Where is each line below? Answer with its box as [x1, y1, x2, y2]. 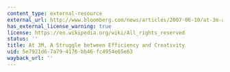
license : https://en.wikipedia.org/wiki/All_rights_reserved [7, 29, 186, 36]
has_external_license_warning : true [7, 23, 112, 29]
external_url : [7, 16, 48, 23]
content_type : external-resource [7, 10, 103, 17]
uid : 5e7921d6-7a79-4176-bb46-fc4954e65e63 [7, 49, 133, 56]
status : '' [7, 36, 38, 43]
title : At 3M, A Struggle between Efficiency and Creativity [7, 42, 186, 49]
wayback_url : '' [7, 55, 53, 62]
